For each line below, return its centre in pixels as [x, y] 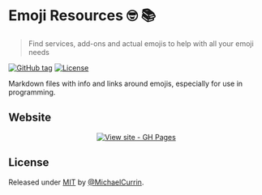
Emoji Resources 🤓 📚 [82, 16]
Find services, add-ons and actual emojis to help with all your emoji [141, 43]
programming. [32, 92]
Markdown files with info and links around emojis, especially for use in [126, 83]
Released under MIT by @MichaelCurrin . [76, 182]
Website [30, 118]
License [29, 163]
